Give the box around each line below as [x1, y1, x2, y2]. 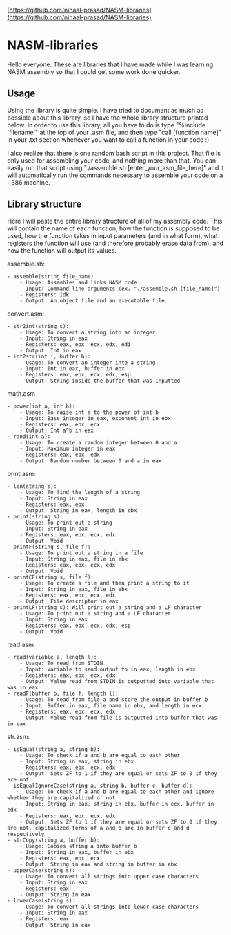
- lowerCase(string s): [7, 897, 76, 904]
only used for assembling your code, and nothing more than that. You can [7, 156, 217, 165]
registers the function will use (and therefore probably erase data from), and [7, 239, 224, 247]
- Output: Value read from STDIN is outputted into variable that [19, 678, 214, 684]
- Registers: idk [19, 291, 70, 298]
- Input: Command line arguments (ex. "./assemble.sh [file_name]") [19, 285, 221, 292]
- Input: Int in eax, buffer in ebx [19, 365, 125, 372]
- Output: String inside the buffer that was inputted [19, 377, 181, 384]
